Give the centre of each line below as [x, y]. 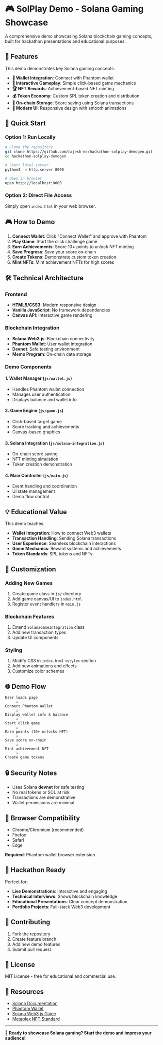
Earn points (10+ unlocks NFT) [37, 732]
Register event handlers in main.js [46, 604]
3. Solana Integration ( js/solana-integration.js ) [55, 443]
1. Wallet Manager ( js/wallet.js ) [39, 378]
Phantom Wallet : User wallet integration [52, 344]
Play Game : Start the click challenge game [55, 241]
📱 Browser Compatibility [42, 818]
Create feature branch [34, 939]
